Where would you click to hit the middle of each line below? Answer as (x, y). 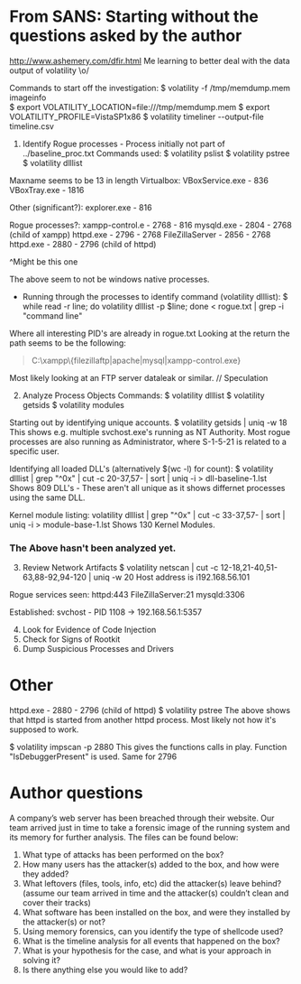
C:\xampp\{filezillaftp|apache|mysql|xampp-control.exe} (136, 360)
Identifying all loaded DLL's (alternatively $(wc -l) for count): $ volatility (141, 469)
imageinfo (28, 97)
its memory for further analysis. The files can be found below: (124, 838)
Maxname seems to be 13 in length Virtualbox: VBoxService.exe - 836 (139, 180)
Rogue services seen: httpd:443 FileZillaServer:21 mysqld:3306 (127, 595)
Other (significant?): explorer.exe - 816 (81, 207)
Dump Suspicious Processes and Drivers (98, 649)
